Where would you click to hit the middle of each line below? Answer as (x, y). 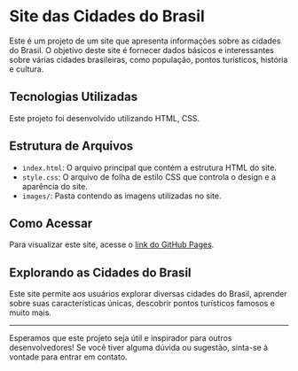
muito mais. (30, 313)
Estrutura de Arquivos (71, 147)
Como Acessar (51, 223)
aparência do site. (55, 186)
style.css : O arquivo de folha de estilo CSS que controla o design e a (149, 177)
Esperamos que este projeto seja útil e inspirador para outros (121, 338)
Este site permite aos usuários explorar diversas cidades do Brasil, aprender (148, 294)
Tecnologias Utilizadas (74, 97)
